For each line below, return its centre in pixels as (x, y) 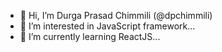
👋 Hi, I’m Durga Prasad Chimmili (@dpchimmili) (116, 15)
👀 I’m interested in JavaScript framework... (107, 26)
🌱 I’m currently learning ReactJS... (90, 36)
